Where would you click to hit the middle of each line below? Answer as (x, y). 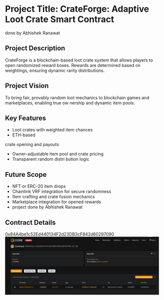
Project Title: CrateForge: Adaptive (77, 9)
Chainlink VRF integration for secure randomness (61, 192)
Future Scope (26, 174)
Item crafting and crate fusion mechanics (53, 197)
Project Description (35, 48)
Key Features (26, 118)
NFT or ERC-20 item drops (39, 186)
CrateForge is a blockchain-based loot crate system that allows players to (79, 60)
